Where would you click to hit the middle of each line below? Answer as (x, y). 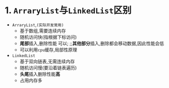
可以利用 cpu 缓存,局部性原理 (48, 50)
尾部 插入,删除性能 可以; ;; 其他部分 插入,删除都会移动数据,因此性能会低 (92, 43)
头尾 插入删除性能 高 (40, 74)
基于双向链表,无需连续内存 (47, 61)
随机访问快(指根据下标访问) (48, 37)
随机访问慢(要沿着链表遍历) (48, 68)
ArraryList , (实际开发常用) (38, 25)
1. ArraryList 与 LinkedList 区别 (68, 10)
